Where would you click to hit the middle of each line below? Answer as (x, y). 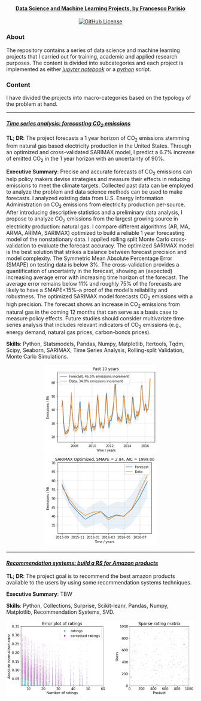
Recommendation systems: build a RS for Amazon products (82, 563)
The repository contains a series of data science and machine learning (93, 50)
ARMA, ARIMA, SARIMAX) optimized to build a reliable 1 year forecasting (95, 232)
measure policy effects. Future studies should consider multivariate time (95, 318)
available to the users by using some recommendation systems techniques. (99, 583)
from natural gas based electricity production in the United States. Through (99, 146)
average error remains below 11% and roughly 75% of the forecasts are (94, 283)
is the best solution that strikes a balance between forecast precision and (96, 252)
